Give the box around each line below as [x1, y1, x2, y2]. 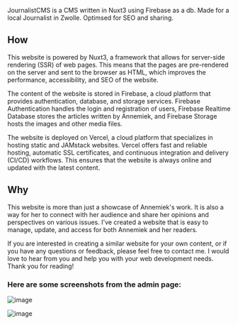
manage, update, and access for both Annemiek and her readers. [7, 225, 198, 233]
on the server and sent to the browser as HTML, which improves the [7, 67, 207, 77]
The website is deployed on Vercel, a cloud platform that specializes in [7, 133, 214, 141]
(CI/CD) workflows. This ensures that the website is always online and [7, 155, 212, 164]
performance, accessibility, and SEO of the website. [7, 75, 159, 84]
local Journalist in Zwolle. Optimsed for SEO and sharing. [7, 13, 174, 22]
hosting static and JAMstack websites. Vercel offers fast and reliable [7, 141, 208, 149]
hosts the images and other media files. [7, 119, 123, 128]
